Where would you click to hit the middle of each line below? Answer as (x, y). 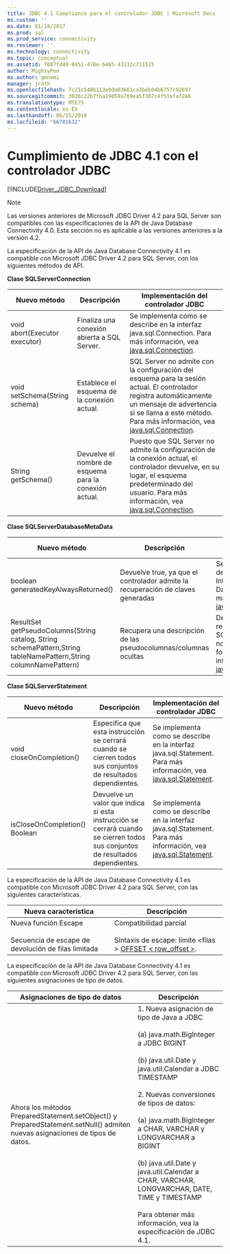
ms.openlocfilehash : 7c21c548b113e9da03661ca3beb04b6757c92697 (99, 90)
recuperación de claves (157, 589)
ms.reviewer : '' (30, 45)
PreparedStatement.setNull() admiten (71, 1124)
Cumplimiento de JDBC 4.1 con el (103, 156)
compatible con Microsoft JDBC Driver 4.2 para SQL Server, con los (103, 259)
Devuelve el (96, 454)
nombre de (94, 462)
